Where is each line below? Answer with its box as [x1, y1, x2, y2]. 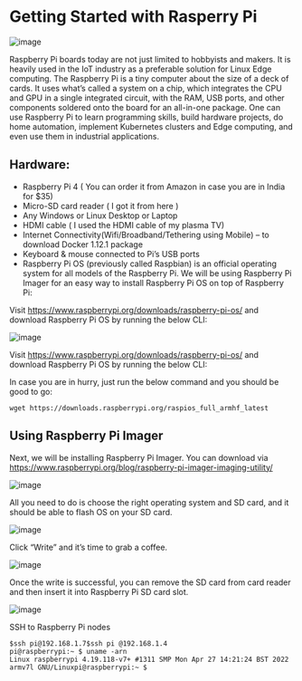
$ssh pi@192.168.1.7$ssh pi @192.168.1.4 [9, 638, 168, 648]
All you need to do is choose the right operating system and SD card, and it [9, 496, 289, 508]
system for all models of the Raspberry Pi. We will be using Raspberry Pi [22, 267, 292, 278]
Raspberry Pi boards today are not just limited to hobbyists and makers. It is [9, 53, 291, 64]
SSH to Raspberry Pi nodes [9, 621, 111, 632]
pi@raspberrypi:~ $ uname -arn [9, 647, 127, 656]
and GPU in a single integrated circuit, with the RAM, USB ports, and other [9, 92, 285, 103]
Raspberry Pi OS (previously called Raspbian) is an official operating [22, 258, 278, 269]
